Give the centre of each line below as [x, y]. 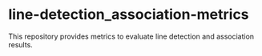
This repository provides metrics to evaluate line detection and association [131, 36]
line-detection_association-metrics [129, 15]
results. [21, 44]
